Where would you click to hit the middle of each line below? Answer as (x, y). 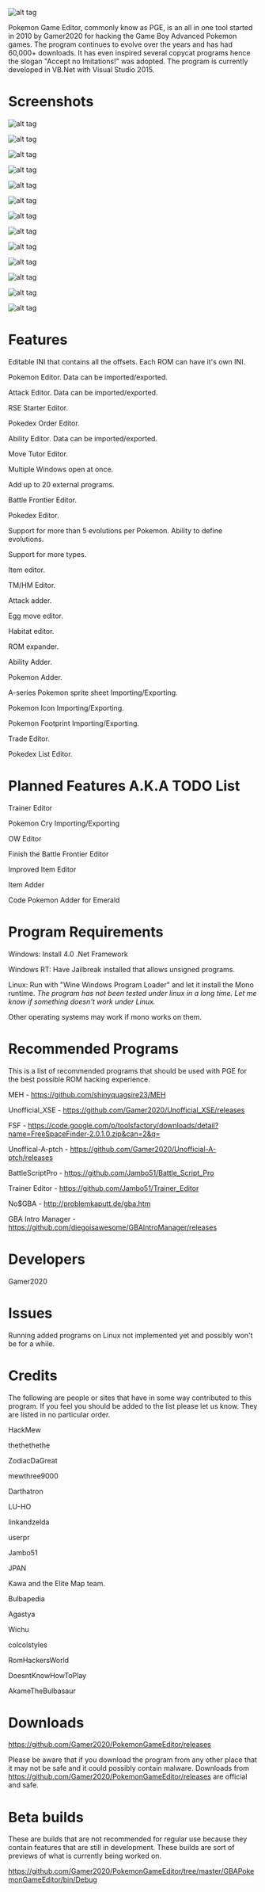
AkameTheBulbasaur (42, 1691)
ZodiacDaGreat (33, 1460)
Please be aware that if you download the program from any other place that (132, 1760)
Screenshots (51, 102)
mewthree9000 (34, 1476)
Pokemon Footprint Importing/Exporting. (74, 723)
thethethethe (29, 1445)
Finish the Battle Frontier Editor (59, 854)
